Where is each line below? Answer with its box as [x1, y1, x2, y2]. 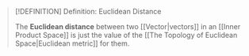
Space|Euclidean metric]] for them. [14, 39, 130, 48]
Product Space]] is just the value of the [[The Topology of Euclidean [14, 31, 238, 39]
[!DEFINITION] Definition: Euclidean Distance [14, 7, 162, 16]
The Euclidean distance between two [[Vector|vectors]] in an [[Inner [14, 22, 241, 31]
